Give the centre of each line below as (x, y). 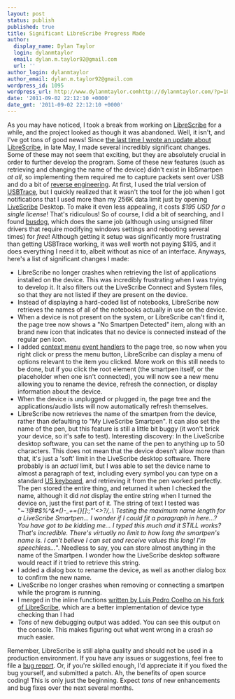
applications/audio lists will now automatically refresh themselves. (113, 406)
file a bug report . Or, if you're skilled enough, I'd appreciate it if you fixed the (117, 665)
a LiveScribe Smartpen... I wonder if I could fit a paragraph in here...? (117, 518)
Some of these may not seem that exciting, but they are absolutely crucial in (116, 154)
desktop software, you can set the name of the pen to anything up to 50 (121, 443)
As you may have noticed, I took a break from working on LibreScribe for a (114, 125)
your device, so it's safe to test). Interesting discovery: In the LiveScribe (121, 436)
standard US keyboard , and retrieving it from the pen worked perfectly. (120, 480)
